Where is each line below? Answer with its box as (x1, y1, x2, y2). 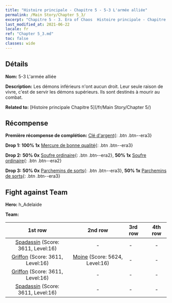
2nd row (87, 227, 109, 234)
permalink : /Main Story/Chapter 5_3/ (5, 12, 86, 17)
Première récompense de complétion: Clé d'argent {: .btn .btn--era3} (5, 133, 152, 139)
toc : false (5, 36, 29, 41)
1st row (28, 227, 47, 234)
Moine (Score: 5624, (73, 253, 123, 261)
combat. (5, 94, 23, 100)
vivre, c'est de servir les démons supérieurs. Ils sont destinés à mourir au (5, 89, 160, 95)
